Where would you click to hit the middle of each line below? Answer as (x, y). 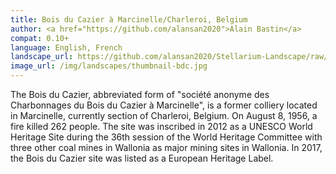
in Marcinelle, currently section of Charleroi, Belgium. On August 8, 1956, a (164, 115)
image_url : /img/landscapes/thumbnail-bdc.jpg (109, 66)
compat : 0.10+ (40, 38)
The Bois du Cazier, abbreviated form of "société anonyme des (140, 94)
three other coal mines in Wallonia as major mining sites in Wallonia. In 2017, (166, 147)
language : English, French (66, 47)
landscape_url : (42, 57)
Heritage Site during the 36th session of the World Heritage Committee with (166, 137)
